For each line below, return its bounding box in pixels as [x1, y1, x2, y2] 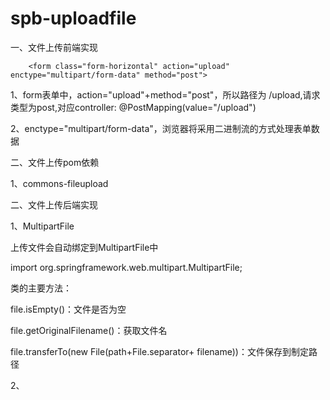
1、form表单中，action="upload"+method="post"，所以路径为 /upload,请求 [10, 88, 321, 101]
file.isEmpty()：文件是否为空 [10, 303, 127, 315]
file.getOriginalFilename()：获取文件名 [10, 324, 168, 336]
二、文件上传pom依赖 [10, 156, 100, 168]
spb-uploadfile [10, 7, 137, 30]
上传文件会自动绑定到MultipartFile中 [10, 241, 159, 253]
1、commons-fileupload [10, 177, 109, 189]
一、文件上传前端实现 [10, 41, 98, 53]
